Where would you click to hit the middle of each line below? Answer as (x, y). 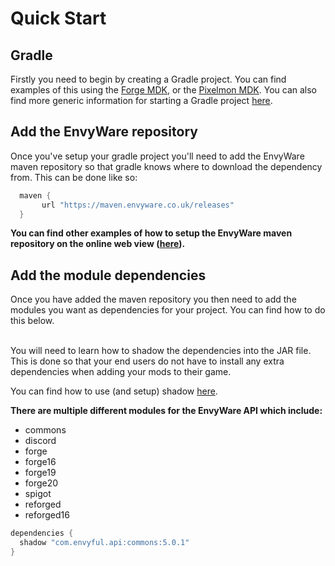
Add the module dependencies (108, 275)
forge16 (40, 462)
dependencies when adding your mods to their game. (121, 372)
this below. (32, 321)
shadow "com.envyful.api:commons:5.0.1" (104, 543)
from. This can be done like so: (74, 177)
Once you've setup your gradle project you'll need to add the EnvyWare (157, 156)
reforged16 (47, 515)
